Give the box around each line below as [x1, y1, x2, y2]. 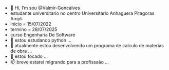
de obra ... [10, 48, 32, 54]
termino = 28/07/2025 [10, 26, 58, 32]
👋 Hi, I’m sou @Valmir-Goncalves [10, 5, 81, 11]
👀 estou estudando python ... [10, 37, 72, 43]
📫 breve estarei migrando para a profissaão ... [10, 59, 109, 65]
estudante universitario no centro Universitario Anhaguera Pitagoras [10, 10, 155, 16]
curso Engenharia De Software [10, 32, 76, 38]
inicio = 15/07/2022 [10, 21, 51, 27]
